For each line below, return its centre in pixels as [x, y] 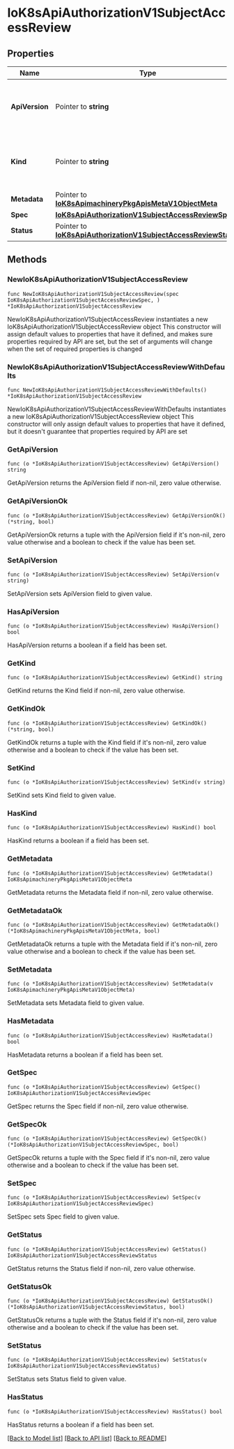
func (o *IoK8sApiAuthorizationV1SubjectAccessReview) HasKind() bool [112, 828]
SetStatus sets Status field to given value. [67, 1379]
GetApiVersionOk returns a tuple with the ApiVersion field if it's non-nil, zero [116, 535]
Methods [27, 260]
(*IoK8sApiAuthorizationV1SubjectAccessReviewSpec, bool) [93, 1145]
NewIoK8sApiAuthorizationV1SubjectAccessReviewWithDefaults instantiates [117, 409]
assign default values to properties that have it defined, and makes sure [110, 334]
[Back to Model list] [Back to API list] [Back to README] [87, 1438]
